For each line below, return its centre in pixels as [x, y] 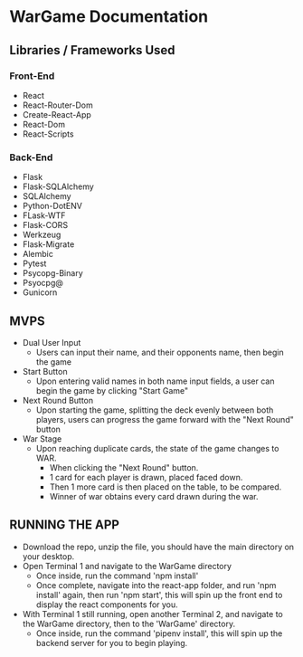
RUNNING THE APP [65, 525]
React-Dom [44, 124]
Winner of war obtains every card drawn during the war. [154, 496]
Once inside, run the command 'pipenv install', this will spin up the [159, 633]
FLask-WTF [44, 215]
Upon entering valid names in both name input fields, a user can [155, 381]
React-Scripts [48, 134]
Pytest [34, 263]
